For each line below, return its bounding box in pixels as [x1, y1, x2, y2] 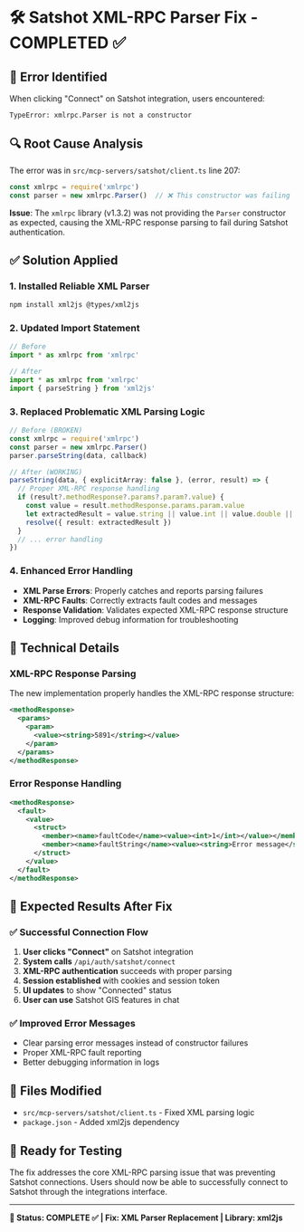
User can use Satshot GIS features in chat [22, 995, 180, 1006]
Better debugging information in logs [22, 1056, 160, 1068]
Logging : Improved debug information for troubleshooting [22, 614, 239, 625]
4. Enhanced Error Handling [9, 565, 134, 578]
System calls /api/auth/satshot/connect [22, 956, 176, 967]
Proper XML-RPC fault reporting [22, 1047, 142, 1058]
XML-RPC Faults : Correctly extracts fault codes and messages [22, 595, 258, 606]
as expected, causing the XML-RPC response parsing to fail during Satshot [9, 216, 289, 227]
